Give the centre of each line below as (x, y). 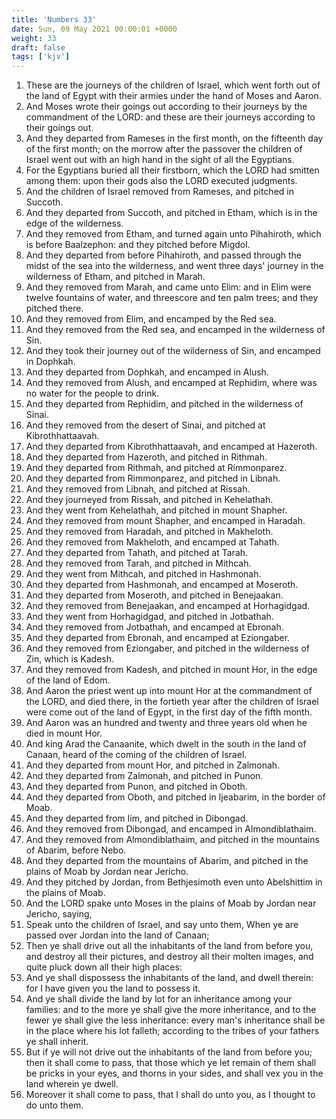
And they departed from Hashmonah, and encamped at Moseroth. (162, 585)
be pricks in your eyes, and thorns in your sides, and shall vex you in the (174, 1073)
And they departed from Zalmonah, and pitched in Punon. (144, 776)
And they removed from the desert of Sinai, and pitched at (145, 425)
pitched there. (54, 308)
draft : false (38, 47)
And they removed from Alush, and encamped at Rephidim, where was (171, 383)
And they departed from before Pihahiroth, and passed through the (164, 255)
